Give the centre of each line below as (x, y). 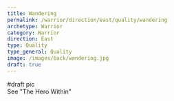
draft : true (24, 65)
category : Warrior (33, 33)
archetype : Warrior (35, 26)
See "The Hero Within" (40, 91)
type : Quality (28, 45)
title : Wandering (32, 13)
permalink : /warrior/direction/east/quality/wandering (87, 20)
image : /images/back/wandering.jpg (58, 58)
